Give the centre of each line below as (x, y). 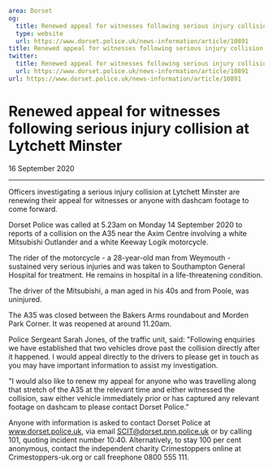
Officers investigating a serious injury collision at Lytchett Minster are (124, 192)
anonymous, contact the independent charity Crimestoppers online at (125, 448)
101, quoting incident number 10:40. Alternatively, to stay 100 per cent (125, 440)
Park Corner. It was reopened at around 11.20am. (90, 323)
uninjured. (25, 299)
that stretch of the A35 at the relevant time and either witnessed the (122, 390)
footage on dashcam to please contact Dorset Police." (99, 407)
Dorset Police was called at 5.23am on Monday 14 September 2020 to (126, 224)
